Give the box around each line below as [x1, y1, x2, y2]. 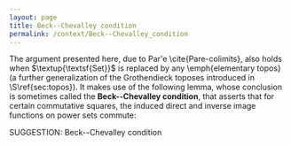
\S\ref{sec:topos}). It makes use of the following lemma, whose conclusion [9, 81, 282, 93]
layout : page [9, 12, 58, 22]
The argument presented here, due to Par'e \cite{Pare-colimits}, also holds [9, 54, 282, 65]
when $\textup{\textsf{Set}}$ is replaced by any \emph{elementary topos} [9, 63, 281, 73]
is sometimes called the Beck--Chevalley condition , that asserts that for [9, 91, 275, 102]
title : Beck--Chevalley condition [9, 21, 138, 30]
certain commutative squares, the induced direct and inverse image [9, 101, 256, 111]
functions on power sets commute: [9, 110, 137, 120]
